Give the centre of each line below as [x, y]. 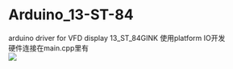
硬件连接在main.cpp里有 [48, 48]
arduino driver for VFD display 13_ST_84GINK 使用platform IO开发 [117, 38]
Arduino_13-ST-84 [71, 15]
